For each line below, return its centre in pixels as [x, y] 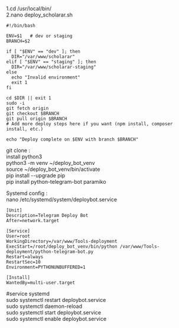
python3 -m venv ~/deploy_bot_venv [51, 163]
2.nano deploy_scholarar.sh [39, 15]
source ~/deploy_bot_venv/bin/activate [53, 169]
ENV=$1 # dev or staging [39, 36]
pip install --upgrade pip [36, 176]
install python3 [24, 157]
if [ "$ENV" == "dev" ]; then [43, 51]
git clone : [18, 150]
